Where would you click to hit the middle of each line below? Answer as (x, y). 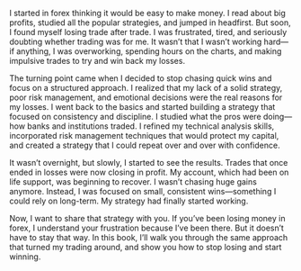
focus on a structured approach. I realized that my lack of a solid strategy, (146, 88)
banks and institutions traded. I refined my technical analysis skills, (150, 126)
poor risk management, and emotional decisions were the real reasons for (146, 97)
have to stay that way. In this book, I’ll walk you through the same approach (149, 237)
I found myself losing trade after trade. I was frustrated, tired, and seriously (148, 32)
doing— (278, 117)
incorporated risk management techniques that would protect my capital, (144, 135)
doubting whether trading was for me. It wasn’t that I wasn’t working (136, 41)
